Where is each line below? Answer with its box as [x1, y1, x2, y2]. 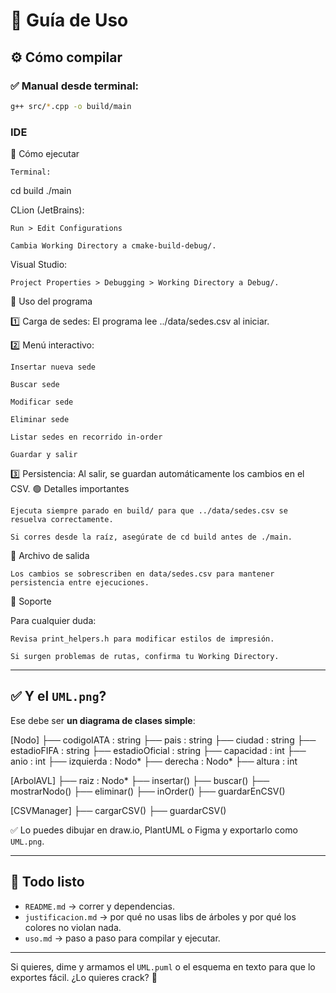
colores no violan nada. [24, 921, 122, 933]
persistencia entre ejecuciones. [10, 578, 150, 588]
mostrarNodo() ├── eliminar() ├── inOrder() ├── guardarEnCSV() [10, 785, 286, 797]
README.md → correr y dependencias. [24, 900, 175, 912]
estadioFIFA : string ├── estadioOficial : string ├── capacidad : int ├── [10, 744, 307, 756]
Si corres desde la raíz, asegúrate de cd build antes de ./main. [10, 532, 293, 543]
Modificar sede [10, 397, 74, 408]
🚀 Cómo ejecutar [10, 148, 80, 160]
